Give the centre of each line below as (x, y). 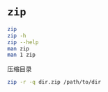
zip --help (23, 42)
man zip (18, 48)
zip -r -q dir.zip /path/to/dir (54, 82)
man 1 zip (22, 55)
